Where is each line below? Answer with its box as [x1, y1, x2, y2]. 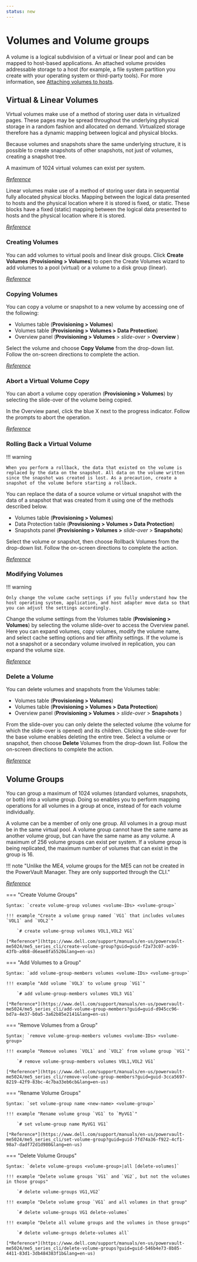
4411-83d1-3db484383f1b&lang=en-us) [6, 1250, 96, 1256]
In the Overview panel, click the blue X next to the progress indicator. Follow [6, 408, 191, 415]
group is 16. [6, 851, 34, 858]
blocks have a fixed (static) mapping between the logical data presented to [6, 206, 187, 213]
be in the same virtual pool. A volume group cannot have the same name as [6, 826, 189, 833]
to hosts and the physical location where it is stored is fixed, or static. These [6, 200, 190, 207]
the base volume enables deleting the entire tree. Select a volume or [6, 733, 171, 740]
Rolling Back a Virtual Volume [6, 440, 92, 448]
